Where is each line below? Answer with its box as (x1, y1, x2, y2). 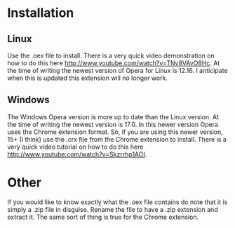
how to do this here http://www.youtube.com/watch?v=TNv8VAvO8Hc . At (7, 59, 220, 67)
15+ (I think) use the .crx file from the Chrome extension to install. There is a (7, 135, 227, 143)
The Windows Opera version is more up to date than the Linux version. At (7, 112, 220, 121)
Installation (7, 5, 74, 21)
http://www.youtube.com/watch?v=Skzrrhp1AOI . (7, 149, 147, 159)
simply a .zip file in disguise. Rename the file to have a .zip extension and (7, 205, 219, 213)
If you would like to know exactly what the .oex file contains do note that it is (7, 198, 228, 206)
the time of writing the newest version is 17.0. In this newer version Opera (7, 120, 219, 128)
